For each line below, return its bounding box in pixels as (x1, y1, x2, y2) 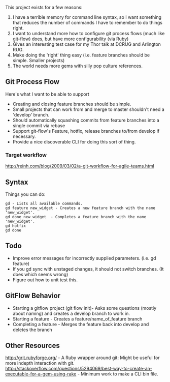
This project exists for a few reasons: (5, 5, 83, 10)
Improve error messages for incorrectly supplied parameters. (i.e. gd (12, 255, 156, 261)
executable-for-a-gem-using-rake (5, 371, 77, 377)
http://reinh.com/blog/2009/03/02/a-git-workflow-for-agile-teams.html (5, 163, 155, 169)
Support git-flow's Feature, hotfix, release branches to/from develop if (12, 128, 160, 134)
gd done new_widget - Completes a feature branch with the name (5, 214, 146, 219)
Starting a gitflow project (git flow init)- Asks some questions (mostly (12, 305, 157, 311)
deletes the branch (12, 327, 52, 333)
